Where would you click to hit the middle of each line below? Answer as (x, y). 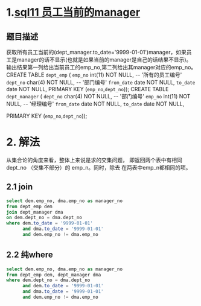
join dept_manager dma (35, 212)
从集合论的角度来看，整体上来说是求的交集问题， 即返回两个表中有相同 (94, 160)
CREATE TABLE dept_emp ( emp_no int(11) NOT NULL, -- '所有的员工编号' (94, 75)
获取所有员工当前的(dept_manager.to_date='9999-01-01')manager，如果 (97, 52)
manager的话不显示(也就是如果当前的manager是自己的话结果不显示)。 (104, 60)
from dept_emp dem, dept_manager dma (54, 275)
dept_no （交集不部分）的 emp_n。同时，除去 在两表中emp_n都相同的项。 (99, 167)
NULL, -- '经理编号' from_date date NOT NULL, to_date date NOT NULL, (95, 104)
